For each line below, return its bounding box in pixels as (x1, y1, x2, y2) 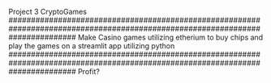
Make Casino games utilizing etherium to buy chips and (77, 32, 264, 42)
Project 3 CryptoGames (8, 7, 88, 16)
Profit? (77, 67, 100, 76)
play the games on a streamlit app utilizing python (8, 41, 175, 51)
